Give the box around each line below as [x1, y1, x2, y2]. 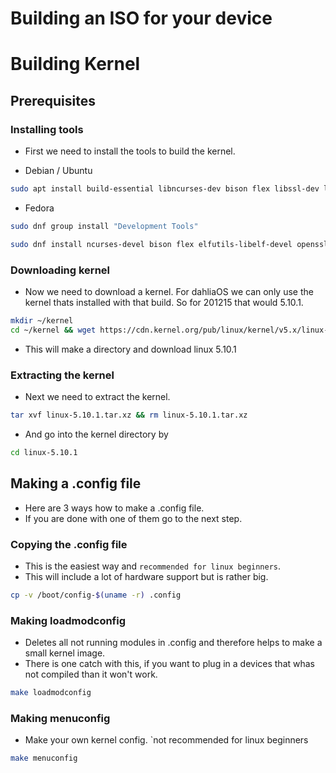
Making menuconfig [10, 711, 111, 725]
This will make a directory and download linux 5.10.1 [24, 343, 237, 355]
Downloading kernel [10, 263, 110, 277]
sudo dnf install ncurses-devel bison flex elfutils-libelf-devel [10, 239, 293, 249]
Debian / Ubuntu [24, 165, 93, 177]
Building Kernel [10, 53, 141, 76]
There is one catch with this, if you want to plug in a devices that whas [24, 658, 315, 670]
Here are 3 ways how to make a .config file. [24, 502, 205, 514]
